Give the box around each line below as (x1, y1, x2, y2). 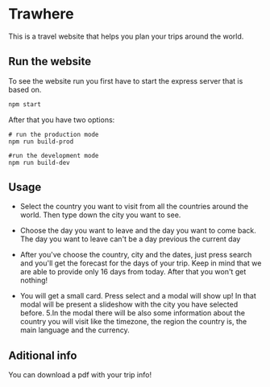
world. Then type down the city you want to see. (19, 210, 181, 220)
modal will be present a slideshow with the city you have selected (19, 299, 239, 310)
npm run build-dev (8, 159, 70, 167)
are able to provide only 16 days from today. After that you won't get (19, 267, 247, 277)
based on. (8, 84, 42, 94)
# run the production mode (8, 130, 99, 138)
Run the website (8, 55, 91, 68)
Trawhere (8, 5, 74, 23)
